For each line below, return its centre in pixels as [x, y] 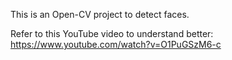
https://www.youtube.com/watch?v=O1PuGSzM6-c [116, 44]
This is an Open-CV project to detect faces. [100, 14]
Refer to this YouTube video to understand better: [112, 33]
